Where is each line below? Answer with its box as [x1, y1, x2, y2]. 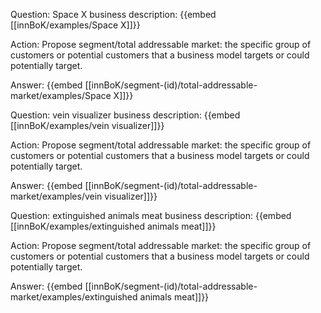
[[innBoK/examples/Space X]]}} [10, 19, 141, 31]
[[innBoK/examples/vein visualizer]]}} [10, 120, 165, 131]
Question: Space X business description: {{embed [10, 9, 217, 20]
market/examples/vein [10, 190, 103, 202]
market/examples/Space [10, 90, 112, 101]
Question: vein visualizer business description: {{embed [10, 109, 241, 121]
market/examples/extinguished [10, 291, 138, 303]
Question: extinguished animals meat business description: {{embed [10, 210, 292, 221]
